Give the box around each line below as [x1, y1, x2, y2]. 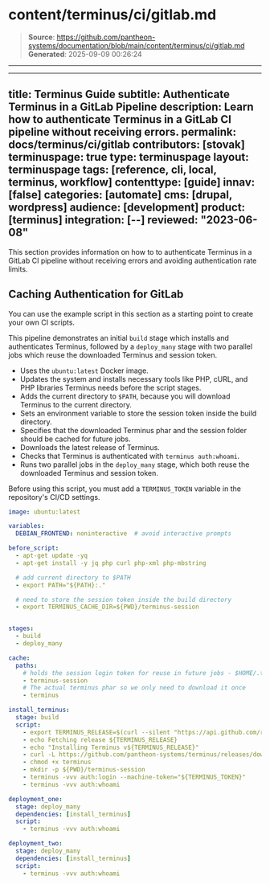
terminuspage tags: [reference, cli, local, [8, 163, 217, 177]
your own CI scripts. [8, 317, 75, 327]
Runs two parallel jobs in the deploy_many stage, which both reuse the [19, 460, 250, 469]
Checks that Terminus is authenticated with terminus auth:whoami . [19, 451, 239, 460]
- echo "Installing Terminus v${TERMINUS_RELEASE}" [22, 743, 199, 751]
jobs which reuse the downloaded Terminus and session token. [8, 350, 218, 359]
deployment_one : [8, 795, 63, 803]
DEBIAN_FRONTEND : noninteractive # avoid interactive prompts [15, 530, 231, 538]
